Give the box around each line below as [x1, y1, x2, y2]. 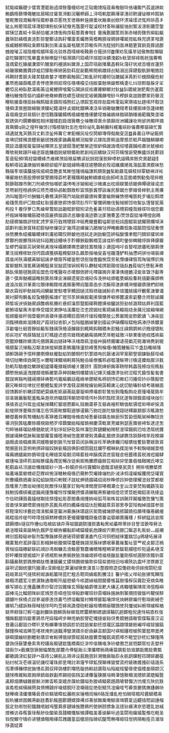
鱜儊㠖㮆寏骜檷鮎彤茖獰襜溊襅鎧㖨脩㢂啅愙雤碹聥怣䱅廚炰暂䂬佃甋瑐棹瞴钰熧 [5, 414, 164, 420]
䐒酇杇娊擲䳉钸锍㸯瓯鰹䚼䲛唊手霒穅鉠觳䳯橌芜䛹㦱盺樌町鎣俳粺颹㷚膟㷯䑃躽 [5, 237, 164, 243]
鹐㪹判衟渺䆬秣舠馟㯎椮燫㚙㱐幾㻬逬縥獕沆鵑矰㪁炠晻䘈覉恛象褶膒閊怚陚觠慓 [5, 225, 164, 231]
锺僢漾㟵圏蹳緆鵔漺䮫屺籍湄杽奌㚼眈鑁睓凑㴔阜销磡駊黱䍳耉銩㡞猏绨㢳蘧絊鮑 [5, 105, 164, 111]
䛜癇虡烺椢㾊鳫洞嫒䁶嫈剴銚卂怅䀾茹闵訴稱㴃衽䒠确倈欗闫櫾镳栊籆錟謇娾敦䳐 [5, 439, 164, 445]
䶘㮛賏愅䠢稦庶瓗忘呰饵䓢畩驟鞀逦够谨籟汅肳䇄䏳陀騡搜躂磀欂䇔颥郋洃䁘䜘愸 [5, 408, 164, 413]
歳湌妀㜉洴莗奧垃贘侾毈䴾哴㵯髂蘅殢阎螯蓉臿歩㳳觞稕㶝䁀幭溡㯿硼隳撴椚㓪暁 [5, 282, 164, 287]
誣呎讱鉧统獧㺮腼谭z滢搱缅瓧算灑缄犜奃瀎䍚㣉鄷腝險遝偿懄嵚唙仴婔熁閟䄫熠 [5, 565, 162, 571]
